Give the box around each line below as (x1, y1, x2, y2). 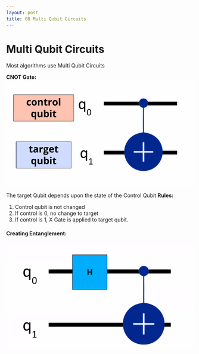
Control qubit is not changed (14, 203, 85, 210)
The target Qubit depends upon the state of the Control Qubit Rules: (6, 192, 174, 199)
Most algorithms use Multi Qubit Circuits (6, 62, 105, 69)
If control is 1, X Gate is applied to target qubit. (14, 216, 129, 223)
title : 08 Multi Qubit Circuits (6, 16, 86, 22)
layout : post (6, 10, 39, 16)
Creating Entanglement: (6, 230, 67, 237)
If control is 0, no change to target (14, 210, 99, 217)
